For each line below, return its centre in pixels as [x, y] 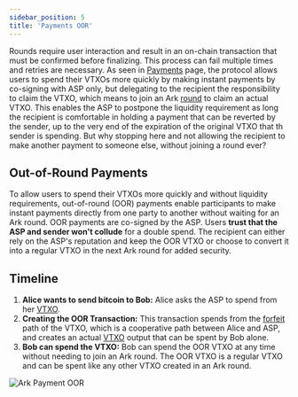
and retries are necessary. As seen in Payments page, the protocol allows [143, 70]
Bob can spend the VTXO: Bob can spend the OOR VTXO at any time [149, 347]
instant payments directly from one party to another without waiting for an [144, 213]
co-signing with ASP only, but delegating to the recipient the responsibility [145, 89]
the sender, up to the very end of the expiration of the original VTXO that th [146, 126]
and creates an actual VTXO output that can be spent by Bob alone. [145, 338]
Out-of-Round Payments [78, 172]
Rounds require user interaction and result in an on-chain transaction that [143, 51]
